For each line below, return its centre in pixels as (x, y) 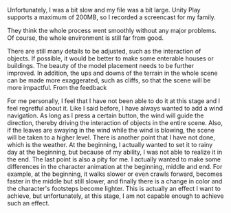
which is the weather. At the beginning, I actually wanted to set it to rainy (110, 145)
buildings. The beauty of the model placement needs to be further (101, 66)
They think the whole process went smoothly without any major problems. (112, 31)
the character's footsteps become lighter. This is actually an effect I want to (114, 189)
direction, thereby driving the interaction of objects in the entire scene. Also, (115, 123)
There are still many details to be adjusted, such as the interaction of (104, 51)
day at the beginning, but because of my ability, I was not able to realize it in (115, 152)
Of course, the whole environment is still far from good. (85, 38)
